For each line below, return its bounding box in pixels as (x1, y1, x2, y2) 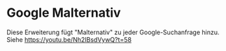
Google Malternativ (6, 5, 121, 21)
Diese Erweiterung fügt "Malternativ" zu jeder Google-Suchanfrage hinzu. (6, 28, 220, 36)
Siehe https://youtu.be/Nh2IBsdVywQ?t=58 (6, 35, 132, 43)
